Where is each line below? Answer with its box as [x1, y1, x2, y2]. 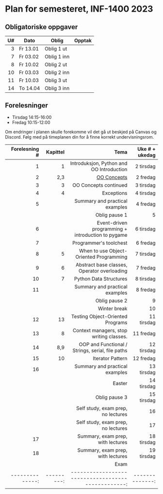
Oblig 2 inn [44, 69, 70, 76]
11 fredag [132, 330, 156, 336]
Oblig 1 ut [44, 45, 67, 52]
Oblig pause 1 [95, 212, 128, 218]
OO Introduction [91, 166, 128, 173]
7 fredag [135, 264, 156, 271]
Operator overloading [78, 267, 128, 274]
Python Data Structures [74, 275, 128, 282]
